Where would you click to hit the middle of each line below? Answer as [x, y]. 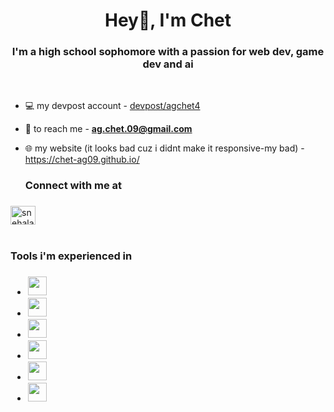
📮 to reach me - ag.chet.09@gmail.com [108, 129]
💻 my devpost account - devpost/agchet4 [112, 106]
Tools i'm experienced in [71, 256]
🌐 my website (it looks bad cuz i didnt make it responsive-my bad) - [164, 148]
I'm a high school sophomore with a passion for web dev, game [168, 52]
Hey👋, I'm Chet [168, 20]
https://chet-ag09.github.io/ [82, 160]
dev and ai [168, 64]
